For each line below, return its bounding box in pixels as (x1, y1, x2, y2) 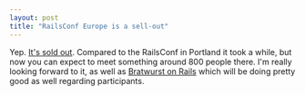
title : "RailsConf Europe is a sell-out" (9, 22, 169, 31)
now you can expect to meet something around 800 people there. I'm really (9, 56, 293, 67)
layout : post (9, 13, 59, 23)
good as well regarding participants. (9, 75, 145, 86)
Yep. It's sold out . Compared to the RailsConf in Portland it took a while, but (9, 46, 292, 57)
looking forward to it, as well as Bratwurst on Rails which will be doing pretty (9, 65, 296, 77)
